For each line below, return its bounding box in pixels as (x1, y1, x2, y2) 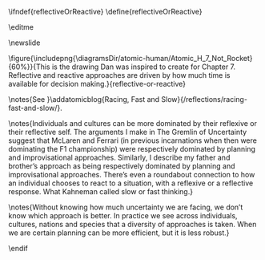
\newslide (8, 38, 41, 47)
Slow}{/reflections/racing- (161, 95, 248, 104)
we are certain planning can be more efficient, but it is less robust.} (8, 228, 230, 238)
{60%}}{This (8, 62, 50, 71)
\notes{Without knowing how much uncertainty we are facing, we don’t (8, 202, 243, 212)
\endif (8, 244, 28, 253)
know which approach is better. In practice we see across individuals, (8, 211, 238, 220)
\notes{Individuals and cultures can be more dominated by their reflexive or (8, 119, 258, 128)
